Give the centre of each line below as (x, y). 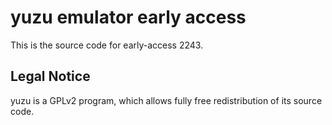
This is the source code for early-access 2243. (107, 45)
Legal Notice (50, 76)
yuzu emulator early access (128, 17)
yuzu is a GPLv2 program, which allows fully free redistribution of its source (166, 100)
